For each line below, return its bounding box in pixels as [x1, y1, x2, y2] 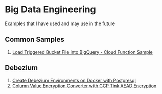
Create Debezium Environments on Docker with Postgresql [12, 77, 136, 83]
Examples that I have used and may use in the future [5, 20, 115, 27]
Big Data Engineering [5, 4, 96, 15]
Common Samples [5, 35, 64, 44]
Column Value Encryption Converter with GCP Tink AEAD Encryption [12, 83, 157, 89]
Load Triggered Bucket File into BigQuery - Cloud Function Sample [12, 49, 153, 55]
